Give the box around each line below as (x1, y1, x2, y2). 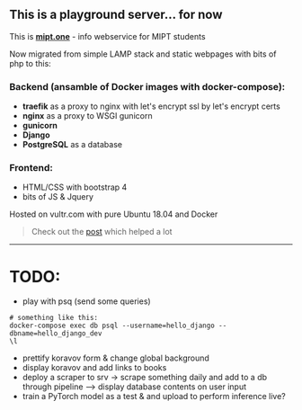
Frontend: (9, 162, 54, 174)
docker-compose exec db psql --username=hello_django (9, 321, 216, 331)
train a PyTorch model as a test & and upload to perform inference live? (22, 391, 286, 402)
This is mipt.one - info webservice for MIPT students (9, 31, 206, 41)
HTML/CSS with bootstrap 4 (22, 182, 128, 192)
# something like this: (9, 314, 99, 323)
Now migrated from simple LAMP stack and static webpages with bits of (9, 49, 277, 59)
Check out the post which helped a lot (31, 227, 173, 237)
